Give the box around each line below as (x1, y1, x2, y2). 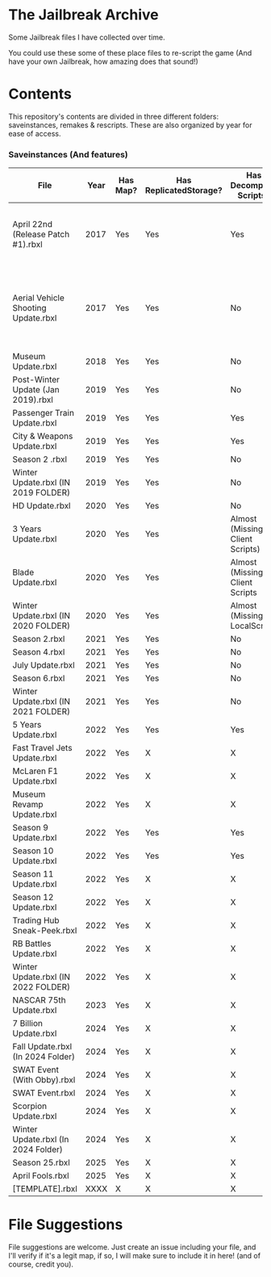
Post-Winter (12, 374, 60, 385)
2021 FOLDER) (12, 706, 71, 718)
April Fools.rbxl (12, 1170, 69, 1182)
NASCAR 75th (12, 994, 66, 1006)
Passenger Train (12, 408, 75, 419)
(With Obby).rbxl (12, 1074, 76, 1086)
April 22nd (12, 219, 53, 230)
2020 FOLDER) (12, 620, 71, 631)
